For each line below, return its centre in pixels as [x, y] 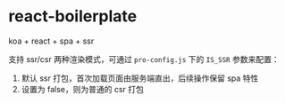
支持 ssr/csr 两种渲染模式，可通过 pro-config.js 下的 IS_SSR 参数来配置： [144, 59]
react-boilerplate [73, 16]
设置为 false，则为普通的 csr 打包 [83, 89]
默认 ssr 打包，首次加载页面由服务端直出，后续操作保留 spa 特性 [140, 78]
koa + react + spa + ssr [51, 41]
